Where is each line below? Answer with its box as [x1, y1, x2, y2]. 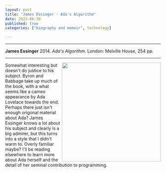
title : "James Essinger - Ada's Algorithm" [5, 12, 96, 17]
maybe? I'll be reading [5, 146, 50, 152]
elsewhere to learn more [5, 152, 55, 158]
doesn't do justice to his [5, 68, 54, 74]
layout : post [5, 7, 32, 12]
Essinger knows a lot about [5, 120, 60, 126]
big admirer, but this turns [5, 130, 58, 136]
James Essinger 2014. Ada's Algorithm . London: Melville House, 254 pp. [5, 48, 154, 54]
